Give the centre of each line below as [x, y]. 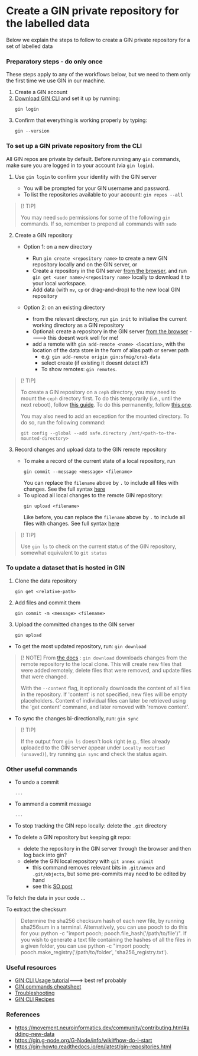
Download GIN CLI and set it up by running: [67, 98]
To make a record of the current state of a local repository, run [99, 461]
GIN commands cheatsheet [48, 987]
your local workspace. [59, 283]
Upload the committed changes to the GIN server [74, 624]
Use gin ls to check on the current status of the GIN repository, [98, 546]
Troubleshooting [35, 993]
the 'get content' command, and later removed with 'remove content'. [105, 707]
